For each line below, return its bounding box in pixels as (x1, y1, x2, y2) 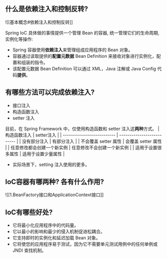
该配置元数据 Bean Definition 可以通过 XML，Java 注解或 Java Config (12, 65, 156, 71)
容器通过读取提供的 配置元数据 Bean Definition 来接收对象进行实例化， (12, 53, 157, 59)
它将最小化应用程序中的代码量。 (12, 222, 79, 228)
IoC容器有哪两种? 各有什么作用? (5, 178, 104, 186)
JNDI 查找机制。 (12, 247, 47, 253)
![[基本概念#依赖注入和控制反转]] (5, 19, 73, 25)
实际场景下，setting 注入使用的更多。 (12, 161, 90, 167)
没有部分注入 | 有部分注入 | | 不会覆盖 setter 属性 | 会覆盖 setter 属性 (22, 138, 162, 144)
